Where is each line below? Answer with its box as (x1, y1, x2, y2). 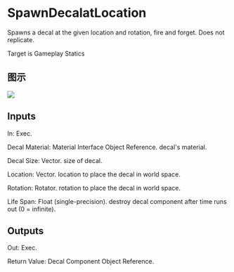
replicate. (7, 35, 35, 44)
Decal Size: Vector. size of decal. (7, 156, 103, 164)
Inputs (7, 110, 37, 122)
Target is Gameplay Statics (7, 49, 85, 58)
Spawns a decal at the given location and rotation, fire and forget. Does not (7, 28, 225, 37)
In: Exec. (7, 129, 32, 138)
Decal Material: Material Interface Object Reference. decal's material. (7, 143, 207, 151)
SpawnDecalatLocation (7, 5, 147, 21)
